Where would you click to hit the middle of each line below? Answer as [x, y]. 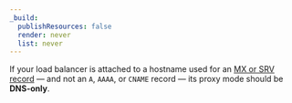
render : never [44, 35]
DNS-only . [30, 88]
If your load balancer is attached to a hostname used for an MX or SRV [142, 69]
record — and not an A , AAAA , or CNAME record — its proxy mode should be [146, 79]
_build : [24, 18]
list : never [41, 43]
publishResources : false [65, 26]
